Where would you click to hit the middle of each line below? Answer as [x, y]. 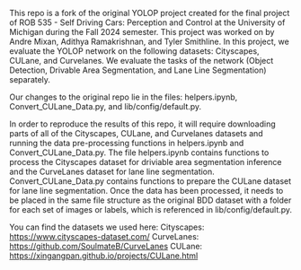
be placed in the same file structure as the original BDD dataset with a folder [150, 200]
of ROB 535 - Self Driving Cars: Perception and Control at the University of [147, 22]
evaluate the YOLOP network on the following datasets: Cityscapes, [134, 51]
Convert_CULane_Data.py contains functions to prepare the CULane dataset [150, 181]
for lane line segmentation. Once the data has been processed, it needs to [146, 191]
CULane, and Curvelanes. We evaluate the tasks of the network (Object [142, 61]
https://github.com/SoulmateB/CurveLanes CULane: [106, 246]
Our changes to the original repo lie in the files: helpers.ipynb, [124, 97]
